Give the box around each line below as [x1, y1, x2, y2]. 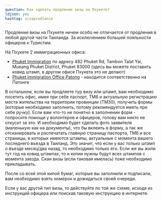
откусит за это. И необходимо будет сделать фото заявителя [5, 120, 132, 126]
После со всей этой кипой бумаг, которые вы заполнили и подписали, [5, 171, 152, 177]
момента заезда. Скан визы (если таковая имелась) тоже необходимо [5, 156, 152, 162]
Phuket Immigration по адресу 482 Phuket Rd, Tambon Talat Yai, [12, 59, 143, 65]
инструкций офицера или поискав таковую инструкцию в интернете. [5, 190, 148, 196]
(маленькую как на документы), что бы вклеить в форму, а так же [5, 125, 143, 131]
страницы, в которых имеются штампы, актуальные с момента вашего [5, 135, 153, 141]
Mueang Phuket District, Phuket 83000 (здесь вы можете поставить [12, 64, 151, 70]
